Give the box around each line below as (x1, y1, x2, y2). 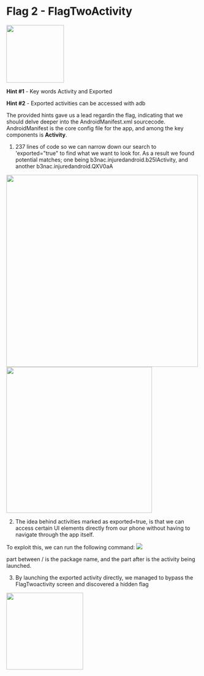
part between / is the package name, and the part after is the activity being (6, 555, 195, 563)
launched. (6, 562, 32, 569)
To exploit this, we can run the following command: (6, 543, 135, 551)
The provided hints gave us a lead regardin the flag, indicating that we (6, 111, 183, 119)
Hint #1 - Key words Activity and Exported (6, 87, 112, 95)
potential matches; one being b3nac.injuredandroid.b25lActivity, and (15, 155, 189, 163)
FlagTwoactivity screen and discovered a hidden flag (15, 580, 149, 588)
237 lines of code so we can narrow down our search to (15, 143, 157, 150)
